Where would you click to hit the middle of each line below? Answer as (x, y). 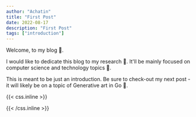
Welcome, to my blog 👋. (35, 50)
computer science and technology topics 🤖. (59, 68)
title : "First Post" (31, 17)
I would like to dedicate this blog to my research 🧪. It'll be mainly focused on (98, 62)
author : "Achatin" (28, 11)
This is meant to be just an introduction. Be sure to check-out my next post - (98, 79)
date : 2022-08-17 (27, 22)
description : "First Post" (39, 28)
